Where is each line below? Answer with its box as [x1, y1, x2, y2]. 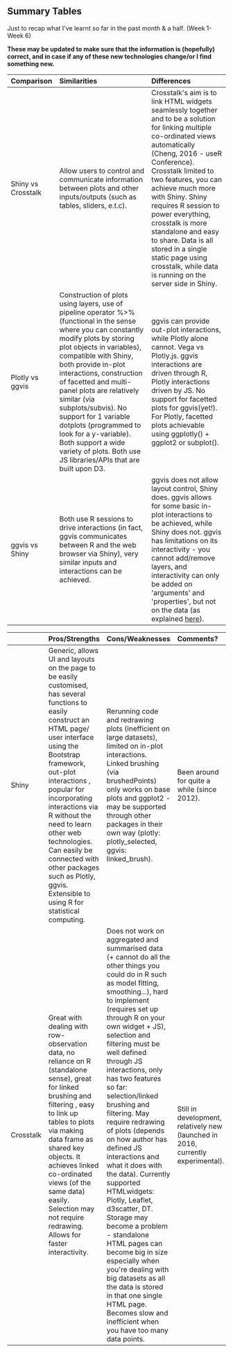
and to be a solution [151, 114, 216, 124]
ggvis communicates [59, 531, 128, 541]
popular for [48, 784, 85, 794]
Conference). [151, 157, 195, 167]
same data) [48, 1186, 85, 1196]
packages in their [106, 819, 163, 829]
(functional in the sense [59, 316, 137, 326]
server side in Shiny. [151, 279, 218, 288]
